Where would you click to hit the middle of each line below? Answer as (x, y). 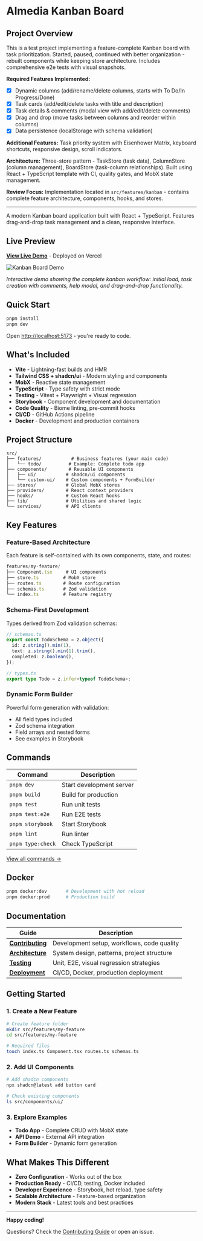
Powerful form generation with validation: (58, 707)
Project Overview (40, 34)
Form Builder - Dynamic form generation (66, 1143)
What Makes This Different (58, 1162)
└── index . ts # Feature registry (59, 595)
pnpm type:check (33, 844)
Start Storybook (84, 824)
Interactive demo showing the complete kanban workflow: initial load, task (99, 279)
